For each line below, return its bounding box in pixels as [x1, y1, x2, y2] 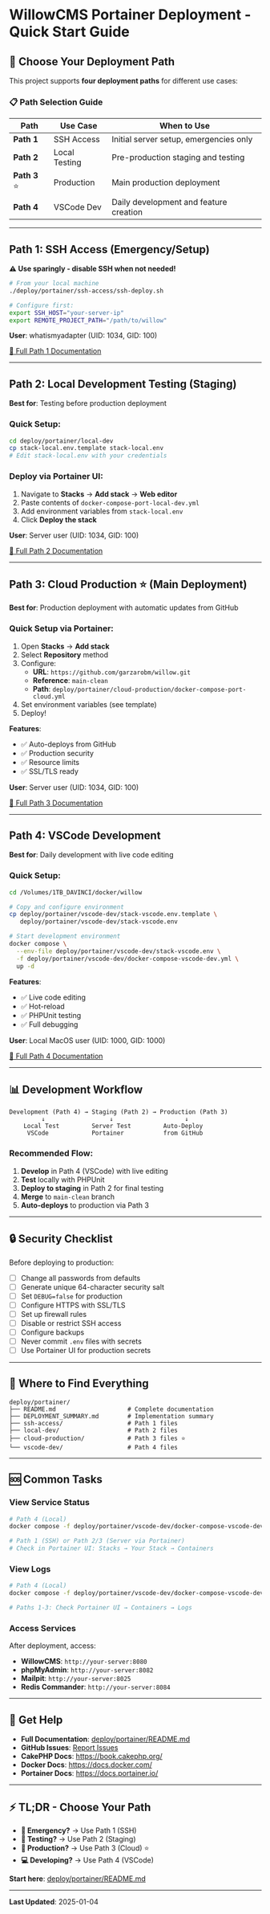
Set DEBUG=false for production [20, 1291, 123, 1301]
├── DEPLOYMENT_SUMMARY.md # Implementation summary [9, 1412, 215, 1420]
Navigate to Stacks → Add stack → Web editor [20, 489, 178, 499]
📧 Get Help [9, 1713, 63, 1727]
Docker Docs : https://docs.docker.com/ [20, 1760, 153, 1769]
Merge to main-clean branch [20, 1192, 115, 1201]
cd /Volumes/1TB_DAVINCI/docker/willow [9, 888, 143, 897]
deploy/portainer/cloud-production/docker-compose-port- [52, 685, 247, 693]
